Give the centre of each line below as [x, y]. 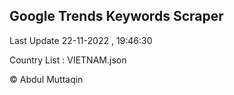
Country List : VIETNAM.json [68, 60]
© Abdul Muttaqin [46, 79]
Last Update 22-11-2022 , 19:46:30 [81, 40]
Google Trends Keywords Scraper [116, 16]
